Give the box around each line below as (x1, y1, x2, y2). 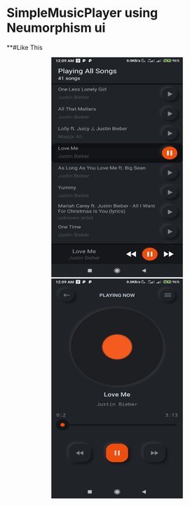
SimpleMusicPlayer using (6, 5, 158, 21)
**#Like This (6, 43, 43, 51)
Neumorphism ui (6, 20, 106, 36)
